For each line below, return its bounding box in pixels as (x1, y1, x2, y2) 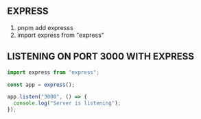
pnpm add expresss (16, 23, 73, 31)
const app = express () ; (7, 81, 75, 88)
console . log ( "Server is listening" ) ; (13, 100, 121, 107)
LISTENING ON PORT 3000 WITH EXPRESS (7, 51, 194, 62)
